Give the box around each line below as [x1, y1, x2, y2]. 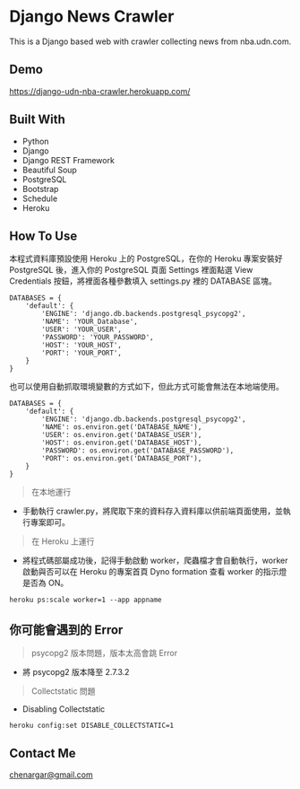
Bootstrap [21, 183, 59, 194]
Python [21, 136, 49, 146]
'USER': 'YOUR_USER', [41, 325, 123, 334]
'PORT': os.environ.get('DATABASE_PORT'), [41, 454, 202, 463]
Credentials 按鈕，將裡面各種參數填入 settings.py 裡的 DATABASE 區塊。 [9, 276, 278, 286]
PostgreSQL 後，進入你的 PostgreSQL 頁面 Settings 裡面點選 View [9, 265, 253, 276]
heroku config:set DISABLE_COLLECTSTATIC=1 [9, 721, 175, 731]
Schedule [21, 193, 58, 204]
